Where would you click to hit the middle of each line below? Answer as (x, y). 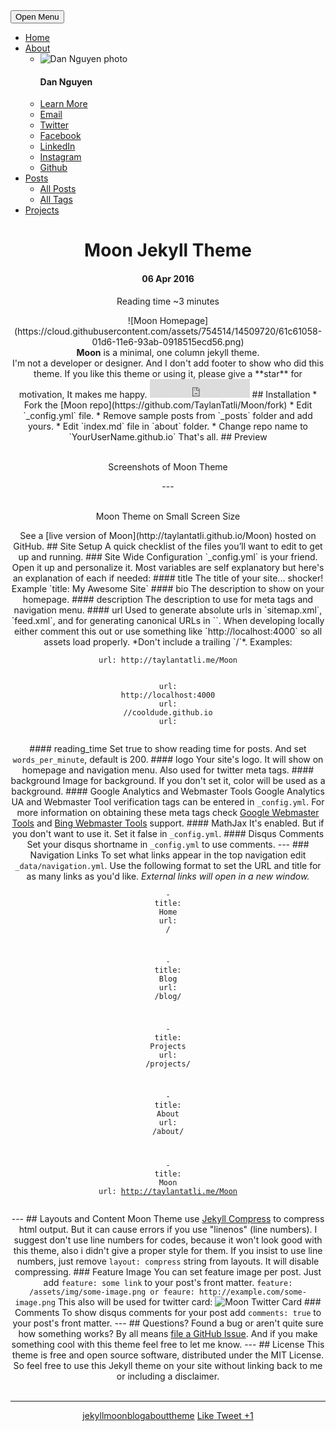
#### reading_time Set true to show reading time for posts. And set (168, 748)
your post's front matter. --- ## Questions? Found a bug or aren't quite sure (168, 1323)
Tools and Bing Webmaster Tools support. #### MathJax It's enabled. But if (168, 823)
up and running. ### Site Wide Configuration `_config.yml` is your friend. (168, 556)
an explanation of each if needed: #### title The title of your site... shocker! (168, 578)
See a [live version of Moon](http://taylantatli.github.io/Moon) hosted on (168, 535)
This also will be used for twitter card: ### (189, 1301)
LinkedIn (57, 146)
